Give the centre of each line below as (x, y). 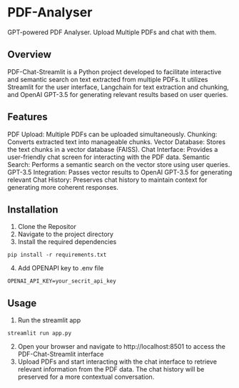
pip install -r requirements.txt (57, 255)
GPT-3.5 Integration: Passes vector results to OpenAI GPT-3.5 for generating (120, 172)
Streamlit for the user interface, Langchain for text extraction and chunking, (118, 87)
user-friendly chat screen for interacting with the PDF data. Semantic (109, 157)
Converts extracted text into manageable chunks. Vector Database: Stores (117, 142)
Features (27, 117)
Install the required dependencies (67, 242)
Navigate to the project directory (66, 234)
